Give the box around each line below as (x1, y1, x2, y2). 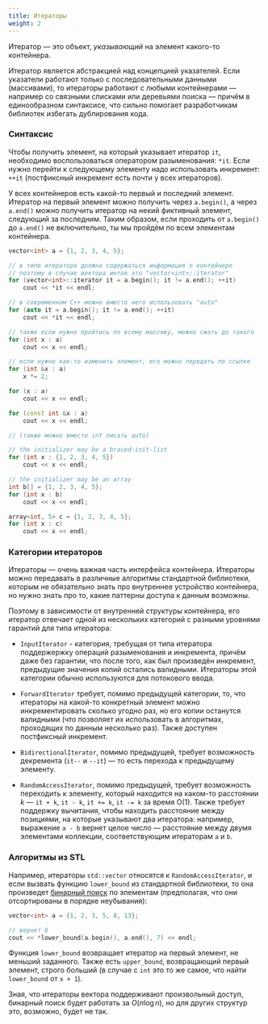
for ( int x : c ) (8, 520, 63, 529)
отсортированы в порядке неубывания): (8, 896, 148, 905)
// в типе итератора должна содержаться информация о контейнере (8, 261, 232, 270)
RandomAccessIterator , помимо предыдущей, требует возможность (19, 780, 252, 790)
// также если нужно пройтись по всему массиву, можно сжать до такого (8, 328, 254, 336)
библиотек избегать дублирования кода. (8, 108, 149, 118)
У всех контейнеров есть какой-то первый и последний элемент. (8, 188, 234, 198)
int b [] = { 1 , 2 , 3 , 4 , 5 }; (8, 483, 103, 491)
